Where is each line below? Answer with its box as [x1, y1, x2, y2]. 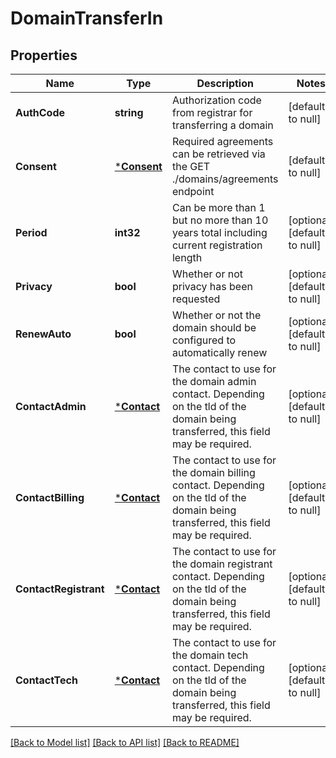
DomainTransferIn [10, 7, 164, 30]
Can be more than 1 [171, 201, 266, 214]
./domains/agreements [171, 172, 279, 186]
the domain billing [171, 466, 256, 479]
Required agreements [171, 135, 274, 148]
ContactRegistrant [15, 582, 105, 596]
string [114, 106, 144, 119]
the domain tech [171, 648, 249, 662]
